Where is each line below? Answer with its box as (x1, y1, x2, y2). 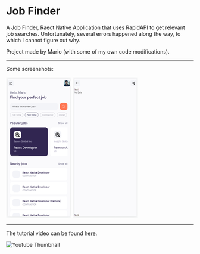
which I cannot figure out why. (6, 36, 81, 44)
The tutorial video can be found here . (6, 230, 98, 237)
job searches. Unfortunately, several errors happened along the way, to (6, 30, 181, 37)
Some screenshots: (6, 65, 54, 72)
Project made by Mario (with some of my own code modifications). (6, 48, 170, 55)
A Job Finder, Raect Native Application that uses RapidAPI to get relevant (6, 24, 186, 31)
